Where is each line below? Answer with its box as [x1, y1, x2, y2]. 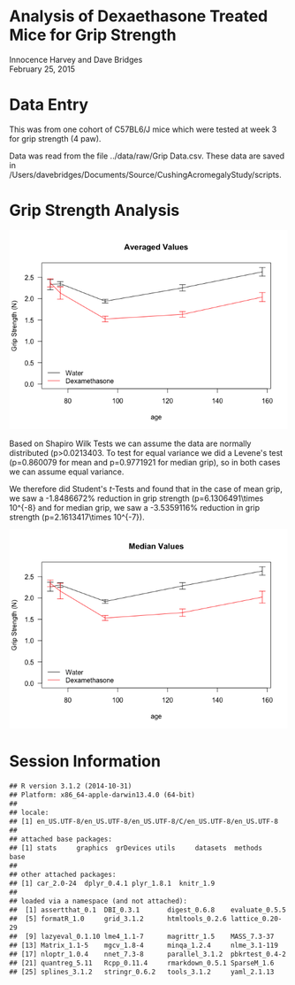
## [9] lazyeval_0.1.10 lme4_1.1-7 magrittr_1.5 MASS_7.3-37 [9, 932, 275, 941]
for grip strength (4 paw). [9, 133, 102, 143]
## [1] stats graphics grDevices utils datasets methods [9, 843, 263, 852]
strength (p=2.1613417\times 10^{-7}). [9, 512, 145, 522]
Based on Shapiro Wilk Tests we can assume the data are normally [9, 438, 252, 449]
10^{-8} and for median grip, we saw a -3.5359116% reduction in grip [9, 502, 261, 512]
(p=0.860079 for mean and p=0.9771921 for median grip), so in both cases [9, 457, 281, 467]
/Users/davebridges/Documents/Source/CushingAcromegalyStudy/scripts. [9, 169, 283, 180]
